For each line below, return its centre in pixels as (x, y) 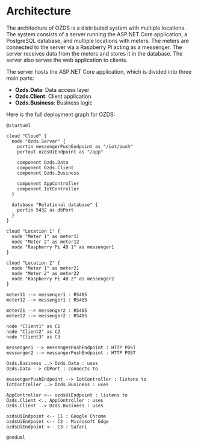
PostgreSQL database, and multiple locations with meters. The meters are (98, 40)
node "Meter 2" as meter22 (45, 273)
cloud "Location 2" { (33, 263)
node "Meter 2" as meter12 (45, 242)
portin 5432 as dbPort (45, 210)
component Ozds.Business (48, 173)
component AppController (48, 183)
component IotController (48, 189)
